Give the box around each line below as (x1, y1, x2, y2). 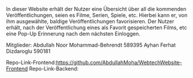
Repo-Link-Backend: (29, 65, 79, 72)
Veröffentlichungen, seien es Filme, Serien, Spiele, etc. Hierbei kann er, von (6, 12, 188, 19)
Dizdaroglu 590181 (6, 48, 51, 55)
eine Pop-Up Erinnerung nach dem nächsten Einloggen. (6, 30, 140, 37)
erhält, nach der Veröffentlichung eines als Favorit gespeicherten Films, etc (6, 24, 187, 31)
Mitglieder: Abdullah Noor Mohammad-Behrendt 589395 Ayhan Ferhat (6, 41, 176, 48)
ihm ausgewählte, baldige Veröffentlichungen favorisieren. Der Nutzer (6, 18, 174, 24)
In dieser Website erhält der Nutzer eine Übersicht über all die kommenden (6, 6, 187, 12)
